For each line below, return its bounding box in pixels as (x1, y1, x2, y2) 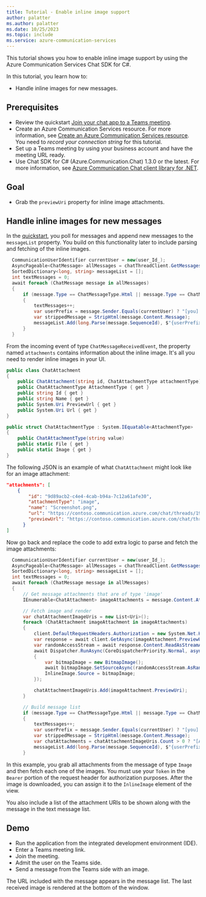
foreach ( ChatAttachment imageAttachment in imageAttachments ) (22, 619, 188, 625)
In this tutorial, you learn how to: (6, 73, 88, 80)
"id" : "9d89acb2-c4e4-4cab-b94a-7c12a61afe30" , (28, 493, 152, 500)
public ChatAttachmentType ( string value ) (17, 435, 124, 441)
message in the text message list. (6, 805, 91, 812)
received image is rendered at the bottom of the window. (6, 884, 150, 891)
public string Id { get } (17, 390, 84, 396)
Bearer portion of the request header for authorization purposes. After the (6, 774, 193, 781)
